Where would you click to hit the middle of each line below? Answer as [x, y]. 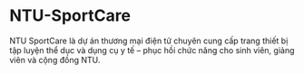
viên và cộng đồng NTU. [55, 60]
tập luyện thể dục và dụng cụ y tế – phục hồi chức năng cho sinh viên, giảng [152, 50]
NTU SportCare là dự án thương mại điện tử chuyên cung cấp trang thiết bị [149, 41]
